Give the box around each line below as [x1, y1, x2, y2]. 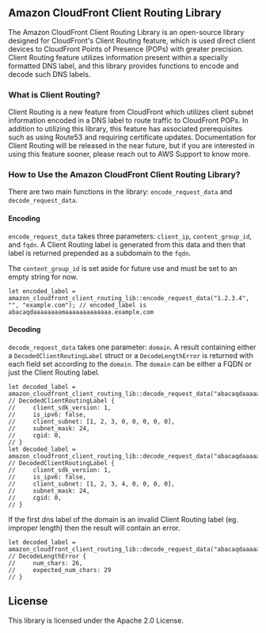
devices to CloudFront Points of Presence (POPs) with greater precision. [8, 44, 244, 54]
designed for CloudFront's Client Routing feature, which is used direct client [8, 36, 256, 45]
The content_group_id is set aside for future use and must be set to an [8, 263, 237, 273]
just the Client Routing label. [8, 368, 101, 377]
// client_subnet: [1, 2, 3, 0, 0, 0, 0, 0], [8, 418, 176, 425]
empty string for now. [8, 272, 78, 281]
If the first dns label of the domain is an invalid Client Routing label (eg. [8, 514, 239, 524]
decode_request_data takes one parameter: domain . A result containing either [8, 342, 256, 352]
